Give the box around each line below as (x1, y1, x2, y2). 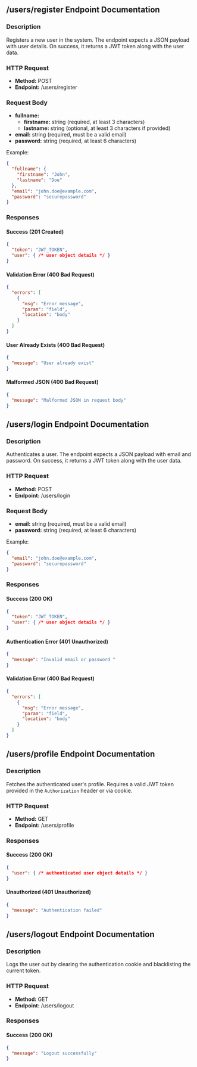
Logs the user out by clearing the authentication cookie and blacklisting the (6, 961, 191, 968)
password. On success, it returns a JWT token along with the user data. (6, 457, 182, 464)
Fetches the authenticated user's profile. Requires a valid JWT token (6, 780, 174, 787)
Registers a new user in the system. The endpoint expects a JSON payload (6, 36, 190, 44)
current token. (6, 967, 41, 974)
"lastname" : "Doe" (17, 177, 62, 183)
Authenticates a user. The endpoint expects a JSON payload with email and (6, 451, 192, 458)
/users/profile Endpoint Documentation (6, 749, 155, 759)
